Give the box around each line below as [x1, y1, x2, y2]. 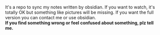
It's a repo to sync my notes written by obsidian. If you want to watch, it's [5, 4, 155, 10]
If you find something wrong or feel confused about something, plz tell [5, 20, 154, 26]
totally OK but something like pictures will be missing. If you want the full [5, 9, 154, 15]
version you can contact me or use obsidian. [5, 15, 96, 20]
